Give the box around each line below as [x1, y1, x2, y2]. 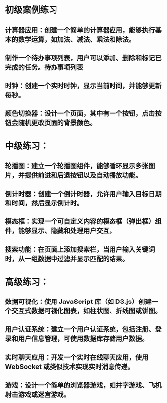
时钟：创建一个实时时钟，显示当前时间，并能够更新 [5, 82, 162, 90]
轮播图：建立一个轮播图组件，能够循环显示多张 [5, 162, 149, 170]
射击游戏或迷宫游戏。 [5, 390, 70, 399]
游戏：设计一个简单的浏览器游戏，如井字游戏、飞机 [5, 381, 162, 390]
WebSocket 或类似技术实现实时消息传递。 [5, 362, 135, 371]
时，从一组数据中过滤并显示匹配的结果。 [5, 254, 129, 263]
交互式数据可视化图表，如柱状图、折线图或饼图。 [11, 307, 162, 315]
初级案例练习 [5, 4, 58, 16]
